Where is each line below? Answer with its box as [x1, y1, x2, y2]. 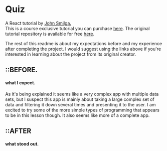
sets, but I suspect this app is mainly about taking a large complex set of [5, 96, 154, 102]
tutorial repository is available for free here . [5, 31, 95, 37]
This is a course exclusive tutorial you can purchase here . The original [5, 25, 150, 31]
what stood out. [5, 140, 39, 146]
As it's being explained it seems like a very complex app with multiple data [5, 91, 159, 97]
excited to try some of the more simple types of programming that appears [5, 107, 159, 113]
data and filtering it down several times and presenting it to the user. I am [5, 101, 156, 107]
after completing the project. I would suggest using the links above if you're [5, 46, 161, 52]
